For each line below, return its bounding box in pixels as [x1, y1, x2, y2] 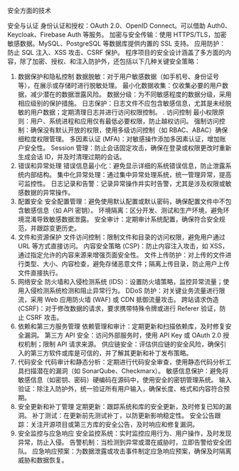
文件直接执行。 [17, 268, 62, 277]
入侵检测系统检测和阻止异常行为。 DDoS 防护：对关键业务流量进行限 [23, 286, 225, 295]
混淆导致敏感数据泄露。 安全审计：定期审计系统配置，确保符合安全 [23, 215, 219, 223]
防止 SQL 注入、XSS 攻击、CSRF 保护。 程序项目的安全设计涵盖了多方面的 [7, 49, 225, 56]
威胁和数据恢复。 [17, 456, 68, 464]
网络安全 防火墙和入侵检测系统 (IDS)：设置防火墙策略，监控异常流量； [17, 278, 223, 285]
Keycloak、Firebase [7, 31, 66, 39]
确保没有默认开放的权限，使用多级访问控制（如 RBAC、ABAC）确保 [30, 126, 228, 134]
